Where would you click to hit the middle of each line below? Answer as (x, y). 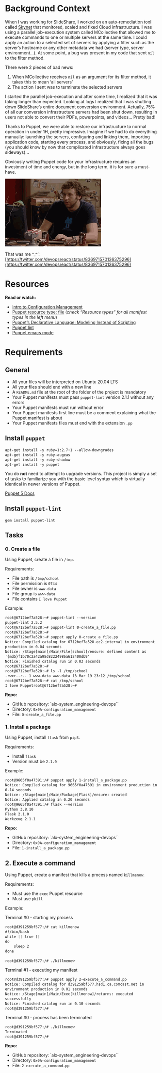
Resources (27, 284)
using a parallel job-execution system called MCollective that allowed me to (81, 32)
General (17, 370)
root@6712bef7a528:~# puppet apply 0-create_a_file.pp (62, 637)
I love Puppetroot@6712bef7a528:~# (41, 686)
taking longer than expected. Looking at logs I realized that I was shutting (78, 101)
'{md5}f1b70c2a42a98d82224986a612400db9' (48, 657)
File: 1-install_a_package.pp (41, 848)
